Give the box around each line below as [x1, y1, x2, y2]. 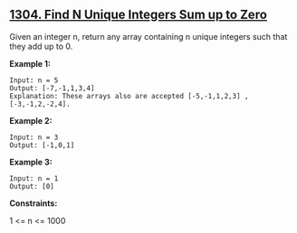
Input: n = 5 [9, 76, 59, 85]
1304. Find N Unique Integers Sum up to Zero [9, 7, 267, 23]
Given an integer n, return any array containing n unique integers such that [9, 31, 288, 42]
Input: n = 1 [9, 173, 59, 183]
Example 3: [9, 156, 53, 167]
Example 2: [9, 115, 53, 126]
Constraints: [9, 198, 58, 209]
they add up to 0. [9, 41, 73, 51]
